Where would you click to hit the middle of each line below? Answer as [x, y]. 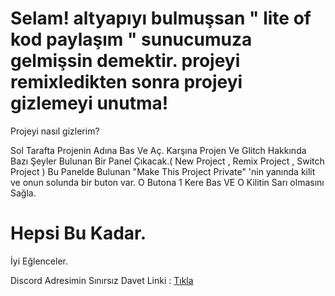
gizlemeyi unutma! [89, 103]
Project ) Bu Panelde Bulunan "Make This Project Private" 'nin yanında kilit [163, 171]
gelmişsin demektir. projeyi [125, 61]
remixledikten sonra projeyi [126, 82]
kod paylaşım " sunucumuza [131, 39]
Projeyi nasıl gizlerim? [55, 131]
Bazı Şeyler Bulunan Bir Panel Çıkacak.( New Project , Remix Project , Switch [167, 161]
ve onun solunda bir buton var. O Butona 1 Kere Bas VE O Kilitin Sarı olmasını [167, 182]
